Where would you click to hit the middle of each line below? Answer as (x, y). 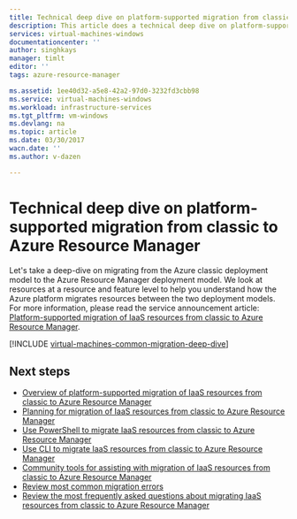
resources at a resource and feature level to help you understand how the (143, 289)
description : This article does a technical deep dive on (118, 26)
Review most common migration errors (92, 486)
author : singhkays (43, 50)
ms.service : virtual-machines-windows (80, 99)
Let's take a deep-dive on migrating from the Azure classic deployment (139, 270)
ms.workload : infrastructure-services (80, 107)
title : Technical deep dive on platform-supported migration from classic (150, 17)
